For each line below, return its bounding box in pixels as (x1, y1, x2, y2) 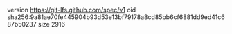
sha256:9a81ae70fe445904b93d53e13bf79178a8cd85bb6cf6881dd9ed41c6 (7, 13, 225, 21)
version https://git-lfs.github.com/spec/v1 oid (7, 6, 136, 14)
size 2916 (37, 20, 66, 28)
